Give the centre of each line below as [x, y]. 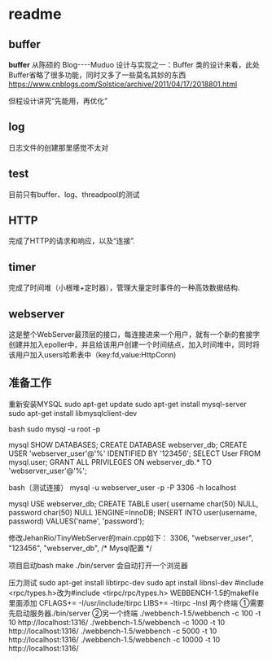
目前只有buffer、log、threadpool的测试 [74, 194]
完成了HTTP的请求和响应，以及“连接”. [72, 241]
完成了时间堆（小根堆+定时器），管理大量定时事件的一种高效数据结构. [124, 288]
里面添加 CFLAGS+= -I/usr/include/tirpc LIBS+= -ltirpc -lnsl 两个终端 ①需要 [136, 602]
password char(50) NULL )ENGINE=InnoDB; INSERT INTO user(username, [133, 512]
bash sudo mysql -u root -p [54, 429]
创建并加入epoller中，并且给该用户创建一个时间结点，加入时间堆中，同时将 [134, 345]
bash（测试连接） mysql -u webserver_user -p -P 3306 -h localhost [122, 487]
